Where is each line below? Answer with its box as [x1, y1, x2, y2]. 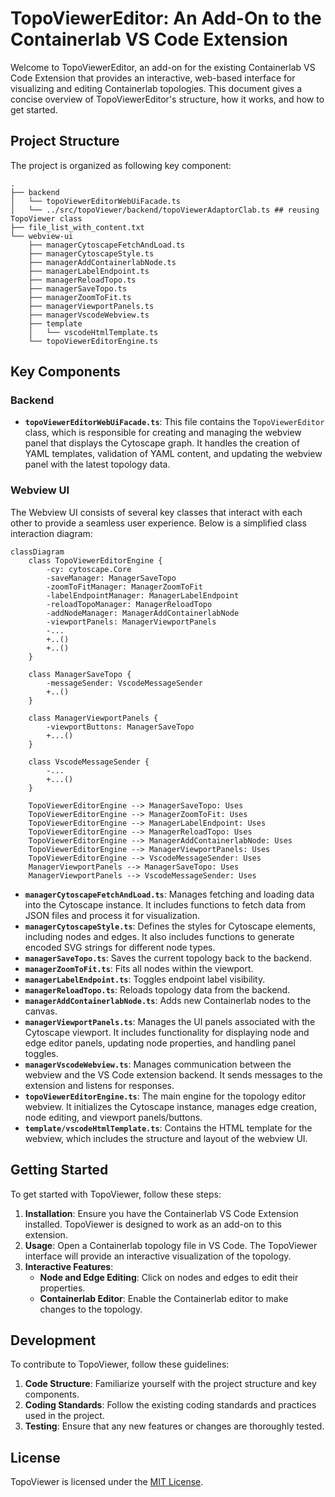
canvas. [24, 1005, 58, 1017]
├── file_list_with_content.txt [10, 222, 145, 232]
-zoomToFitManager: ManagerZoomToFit [46, 582, 203, 592]
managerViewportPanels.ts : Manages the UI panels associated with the [24, 1015, 316, 1027]
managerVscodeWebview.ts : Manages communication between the [24, 1058, 292, 1070]
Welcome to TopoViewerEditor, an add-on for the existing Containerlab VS [10, 61, 316, 73]
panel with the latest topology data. [24, 458, 171, 471]
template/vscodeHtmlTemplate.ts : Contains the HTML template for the [24, 1122, 313, 1134]
